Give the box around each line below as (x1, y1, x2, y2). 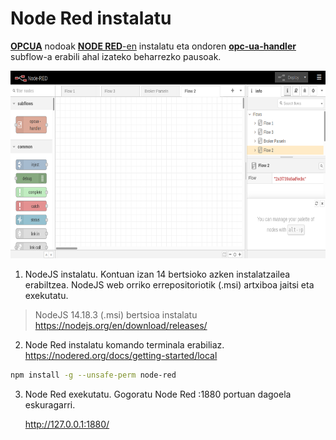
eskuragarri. (24, 398, 76, 411)
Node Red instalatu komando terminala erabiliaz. (24, 338, 225, 351)
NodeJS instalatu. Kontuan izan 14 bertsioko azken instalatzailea (24, 268, 291, 280)
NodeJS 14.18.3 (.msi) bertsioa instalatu (34, 308, 198, 321)
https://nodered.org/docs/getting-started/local (24, 349, 218, 361)
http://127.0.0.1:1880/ (24, 418, 110, 430)
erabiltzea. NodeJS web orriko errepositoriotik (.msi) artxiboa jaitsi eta (24, 278, 315, 291)
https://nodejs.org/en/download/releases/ (34, 319, 208, 331)
